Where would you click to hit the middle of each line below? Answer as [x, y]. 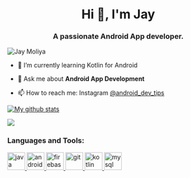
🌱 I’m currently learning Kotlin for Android [77, 65]
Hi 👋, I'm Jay [118, 14]
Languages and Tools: [46, 141]
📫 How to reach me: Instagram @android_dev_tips [91, 93]
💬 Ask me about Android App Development [81, 79]
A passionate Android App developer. [118, 37]
